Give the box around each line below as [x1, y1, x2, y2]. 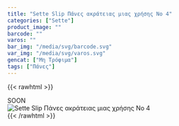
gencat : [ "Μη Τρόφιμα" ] [7, 57, 78, 64]
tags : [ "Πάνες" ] [7, 63, 55, 70]
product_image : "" [7, 23, 62, 30]
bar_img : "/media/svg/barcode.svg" [7, 43, 112, 50]
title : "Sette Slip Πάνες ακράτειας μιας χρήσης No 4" [7, 10, 173, 18]
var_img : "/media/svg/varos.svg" [7, 50, 106, 57]
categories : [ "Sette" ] [7, 17, 74, 24]
